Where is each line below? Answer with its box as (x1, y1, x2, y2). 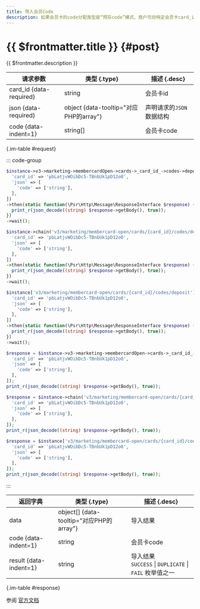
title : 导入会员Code (6, 8, 54, 15)
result (9, 557, 26, 565)
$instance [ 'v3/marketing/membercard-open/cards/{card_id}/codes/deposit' (6, 290, 193, 296)
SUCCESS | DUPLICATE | (130, 560, 189, 568)
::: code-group (6, 157, 42, 164)
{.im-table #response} (6, 585, 61, 592)
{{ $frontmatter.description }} (6, 60, 79, 67)
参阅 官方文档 (6, 596, 39, 604)
